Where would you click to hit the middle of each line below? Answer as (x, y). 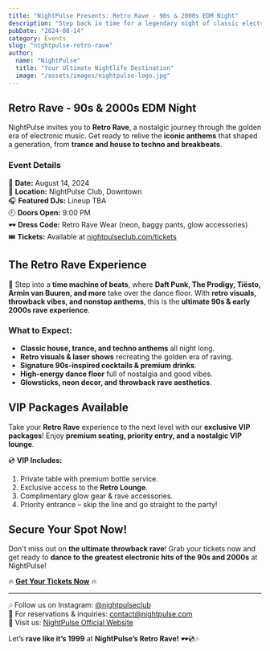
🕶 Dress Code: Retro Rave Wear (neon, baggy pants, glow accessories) (128, 224)
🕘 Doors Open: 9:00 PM (49, 212)
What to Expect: (40, 330)
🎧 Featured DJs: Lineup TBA (57, 200)
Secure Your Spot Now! (67, 530)
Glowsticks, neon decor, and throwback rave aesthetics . (116, 382)
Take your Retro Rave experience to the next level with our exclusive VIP (129, 427)
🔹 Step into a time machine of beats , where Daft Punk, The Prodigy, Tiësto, (135, 284)
